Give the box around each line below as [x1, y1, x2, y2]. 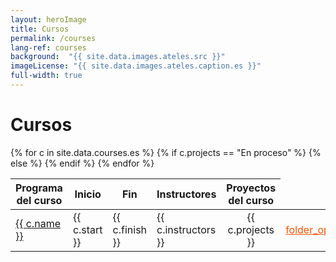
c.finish [112, 222, 148, 236]
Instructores [156, 187, 217, 201]
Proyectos [226, 181, 277, 195]
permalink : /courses [10, 33, 97, 43]
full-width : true [10, 71, 83, 81]
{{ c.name [15, 216, 62, 230]
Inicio [74, 187, 102, 201]
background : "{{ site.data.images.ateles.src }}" [10, 52, 226, 62]
